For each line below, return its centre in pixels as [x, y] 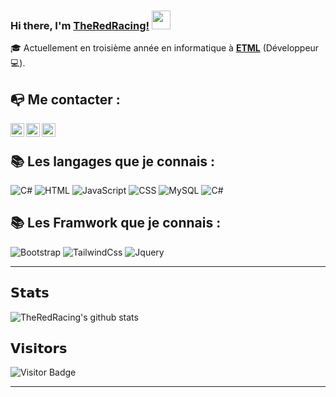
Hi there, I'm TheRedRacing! [80, 25]
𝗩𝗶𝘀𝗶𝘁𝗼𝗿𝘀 [39, 348]
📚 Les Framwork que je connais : [116, 223]
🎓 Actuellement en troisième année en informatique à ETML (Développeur [165, 48]
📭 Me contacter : [65, 99]
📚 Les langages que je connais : [113, 161]
